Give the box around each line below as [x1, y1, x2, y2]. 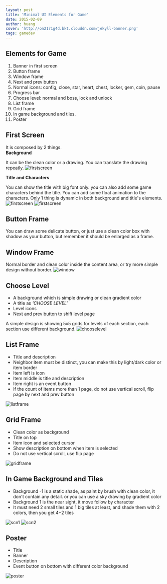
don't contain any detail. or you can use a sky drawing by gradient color [13, 493, 162, 499]
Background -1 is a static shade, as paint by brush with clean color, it [13, 488, 155, 494]
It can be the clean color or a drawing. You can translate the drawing [6, 159, 147, 165]
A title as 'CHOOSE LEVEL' [13, 300, 68, 306]
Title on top [13, 434, 37, 441]
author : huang [6, 21, 36, 27]
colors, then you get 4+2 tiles [13, 509, 74, 516]
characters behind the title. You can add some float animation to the [6, 189, 146, 195]
